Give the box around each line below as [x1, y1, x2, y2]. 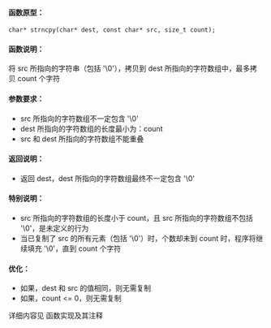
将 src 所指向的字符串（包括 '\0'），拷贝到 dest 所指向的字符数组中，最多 [8, 63, 251, 73]
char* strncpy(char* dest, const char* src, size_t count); [8, 26, 217, 34]
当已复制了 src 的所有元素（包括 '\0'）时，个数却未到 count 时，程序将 [19, 234, 256, 244]
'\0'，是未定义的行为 [19, 223, 89, 233]
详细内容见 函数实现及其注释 [8, 311, 103, 321]
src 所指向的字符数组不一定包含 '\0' [19, 114, 140, 123]
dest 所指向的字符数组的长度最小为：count [19, 123, 163, 133]
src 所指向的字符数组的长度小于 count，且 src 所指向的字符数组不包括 [19, 214, 253, 223]
